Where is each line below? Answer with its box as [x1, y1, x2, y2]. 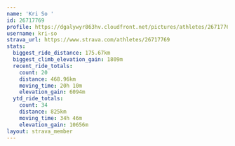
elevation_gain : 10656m [19, 121, 89, 128]
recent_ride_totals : [13, 62, 73, 69]
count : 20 [19, 69, 48, 76]
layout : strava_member [6, 128, 73, 135]
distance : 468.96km [19, 75, 76, 83]
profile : [6, 23, 32, 30]
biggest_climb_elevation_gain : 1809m [13, 56, 123, 63]
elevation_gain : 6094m [19, 88, 86, 95]
